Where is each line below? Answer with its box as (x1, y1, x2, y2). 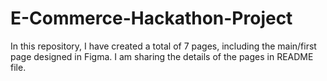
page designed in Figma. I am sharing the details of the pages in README (10, 50, 314, 62)
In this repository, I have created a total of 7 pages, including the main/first (10, 40, 317, 52)
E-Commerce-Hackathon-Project (10, 7, 293, 30)
